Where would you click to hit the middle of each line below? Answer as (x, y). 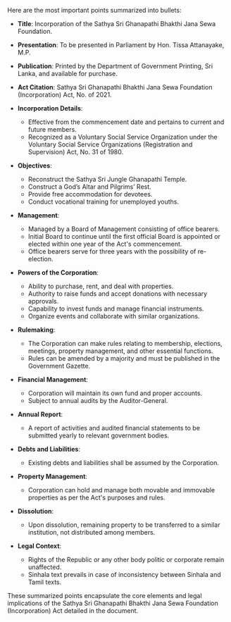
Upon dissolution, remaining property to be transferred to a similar (124, 525)
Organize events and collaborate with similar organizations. (114, 316)
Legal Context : (39, 546)
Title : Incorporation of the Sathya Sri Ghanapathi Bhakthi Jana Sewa (117, 24)
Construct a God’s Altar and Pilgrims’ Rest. (89, 187)
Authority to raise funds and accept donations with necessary (118, 294)
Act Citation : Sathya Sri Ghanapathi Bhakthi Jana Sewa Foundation (115, 87)
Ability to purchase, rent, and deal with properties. (101, 286)
